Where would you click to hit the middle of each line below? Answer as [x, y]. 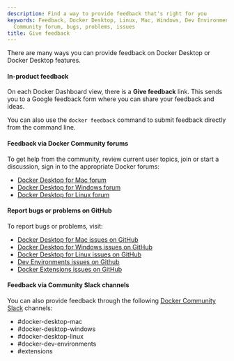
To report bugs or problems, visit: [55, 226]
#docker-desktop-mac [50, 322]
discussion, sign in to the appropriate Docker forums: [84, 166]
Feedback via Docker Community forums [68, 144]
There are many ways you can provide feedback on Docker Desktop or [109, 53]
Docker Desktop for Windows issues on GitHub [85, 247]
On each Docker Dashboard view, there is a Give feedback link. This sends [115, 92]
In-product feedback [38, 76]
